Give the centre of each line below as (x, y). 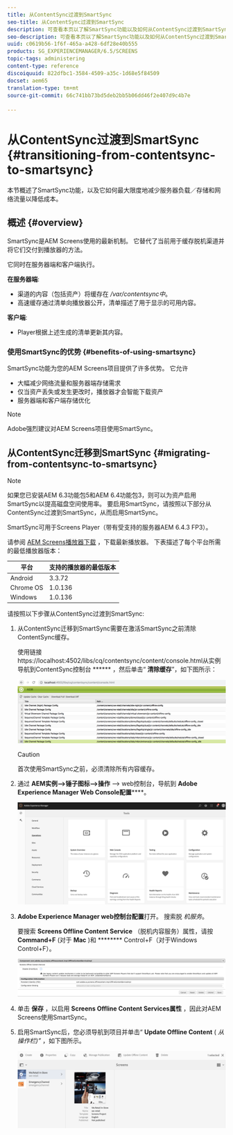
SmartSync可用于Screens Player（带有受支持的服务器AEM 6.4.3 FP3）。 (110, 527)
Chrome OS (27, 587)
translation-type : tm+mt (43, 88)
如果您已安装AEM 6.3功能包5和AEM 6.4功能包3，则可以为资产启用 (102, 495)
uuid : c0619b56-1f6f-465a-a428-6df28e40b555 (72, 44)
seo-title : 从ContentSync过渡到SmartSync (66, 22)
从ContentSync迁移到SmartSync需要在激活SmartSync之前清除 (106, 628)
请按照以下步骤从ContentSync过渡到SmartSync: (76, 613)
